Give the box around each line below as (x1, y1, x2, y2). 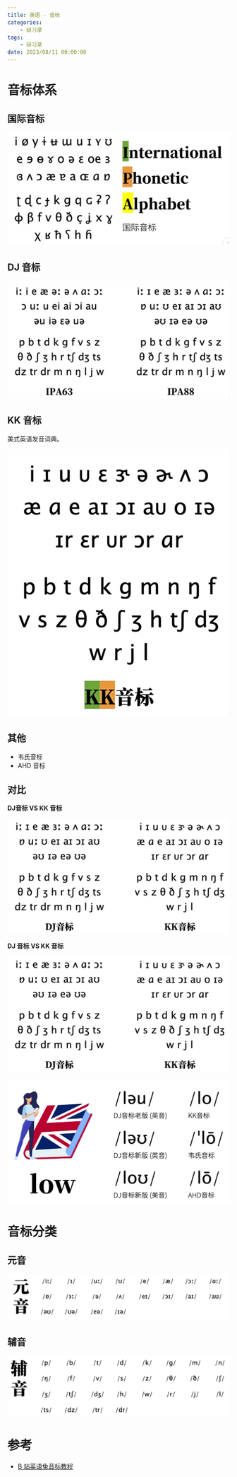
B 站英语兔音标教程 (17, 1461, 73, 1471)
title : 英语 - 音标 (7, 11, 61, 18)
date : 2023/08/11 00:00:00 (7, 49, 87, 56)
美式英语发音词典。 (7, 434, 63, 443)
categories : (7, 18, 42, 26)
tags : (7, 34, 23, 41)
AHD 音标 (17, 761, 46, 770)
